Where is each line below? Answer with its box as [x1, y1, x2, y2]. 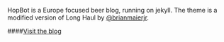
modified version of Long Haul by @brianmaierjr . [7, 13, 149, 22]
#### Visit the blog [7, 27, 62, 35]
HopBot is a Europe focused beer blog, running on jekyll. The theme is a [7, 6, 218, 14]
